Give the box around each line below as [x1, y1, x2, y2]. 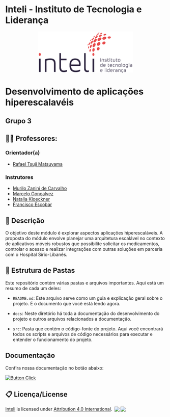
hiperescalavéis [5, 96, 74, 108]
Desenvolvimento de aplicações [5, 86, 144, 97]
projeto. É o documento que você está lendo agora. [12, 300, 121, 306]
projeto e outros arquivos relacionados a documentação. [12, 316, 132, 322]
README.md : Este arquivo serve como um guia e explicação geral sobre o [12, 295, 163, 301]
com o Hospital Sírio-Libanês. [5, 251, 68, 257]
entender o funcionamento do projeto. [12, 336, 93, 343]
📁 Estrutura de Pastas [5, 266, 75, 275]
